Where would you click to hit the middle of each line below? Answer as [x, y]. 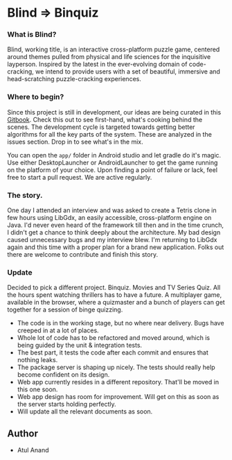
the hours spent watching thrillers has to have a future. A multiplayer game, [115, 295]
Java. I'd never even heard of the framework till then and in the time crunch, [115, 225]
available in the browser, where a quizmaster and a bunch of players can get [116, 303]
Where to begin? [36, 97]
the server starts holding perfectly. [66, 404]
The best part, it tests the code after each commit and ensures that [113, 352]
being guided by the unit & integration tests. [80, 346]
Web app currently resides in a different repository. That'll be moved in [118, 382]
